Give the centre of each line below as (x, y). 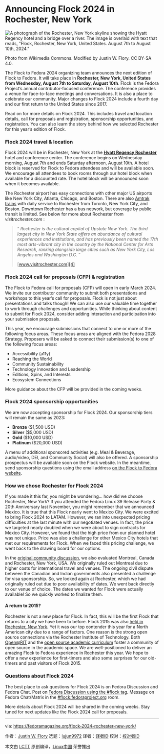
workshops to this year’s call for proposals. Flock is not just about (71, 298)
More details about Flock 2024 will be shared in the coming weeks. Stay (78, 706)
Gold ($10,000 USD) (32, 438)
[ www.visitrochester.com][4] (46, 264)
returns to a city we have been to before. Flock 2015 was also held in (74, 622)
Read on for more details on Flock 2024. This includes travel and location (79, 113)
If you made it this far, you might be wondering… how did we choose (74, 496)
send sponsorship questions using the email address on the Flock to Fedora (81, 468)
